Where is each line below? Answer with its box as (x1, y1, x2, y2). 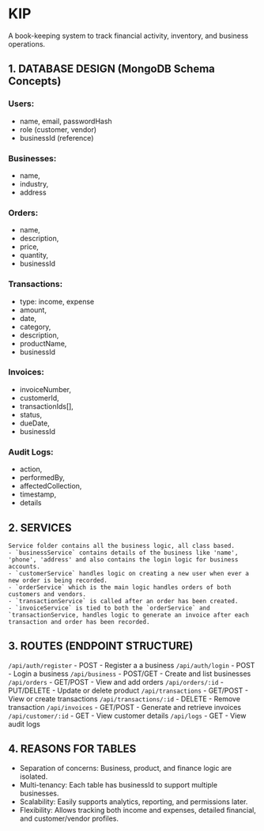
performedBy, (19, 473, 66, 482)
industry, (19, 179, 49, 188)
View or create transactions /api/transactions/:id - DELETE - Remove (8, 693, 241, 704)
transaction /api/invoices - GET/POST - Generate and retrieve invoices (8, 702, 242, 712)
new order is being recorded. (8, 576, 108, 584)
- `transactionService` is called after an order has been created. (8, 597, 239, 605)
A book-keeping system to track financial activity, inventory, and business (8, 31, 249, 40)
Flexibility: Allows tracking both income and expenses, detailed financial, (19, 805, 257, 814)
